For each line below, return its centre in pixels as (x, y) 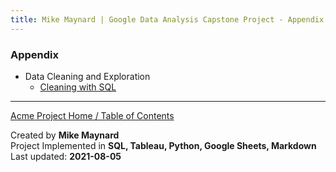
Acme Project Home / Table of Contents (92, 115)
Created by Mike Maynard (65, 135)
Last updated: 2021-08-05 (66, 156)
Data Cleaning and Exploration (87, 76)
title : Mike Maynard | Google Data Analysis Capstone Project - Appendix (167, 19)
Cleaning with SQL (78, 87)
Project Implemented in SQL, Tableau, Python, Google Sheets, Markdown (163, 145)
